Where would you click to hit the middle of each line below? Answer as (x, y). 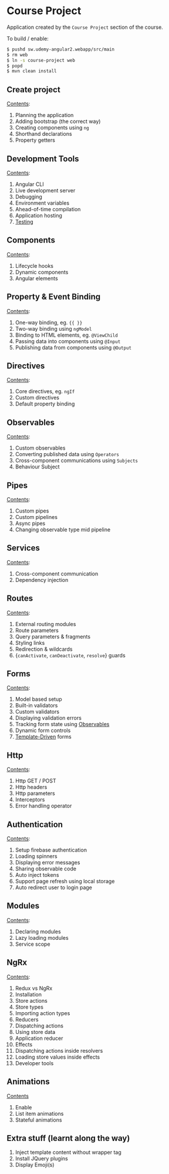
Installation (28, 994)
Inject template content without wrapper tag (68, 1152)
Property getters (35, 140)
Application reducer (39, 1038)
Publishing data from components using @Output (73, 347)
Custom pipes (32, 511)
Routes (20, 598)
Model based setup (38, 699)
